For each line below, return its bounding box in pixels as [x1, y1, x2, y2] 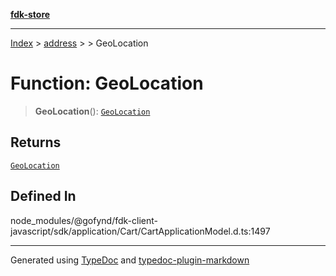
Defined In [10, 188, 77, 205]
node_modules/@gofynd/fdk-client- [10, 214, 158, 226]
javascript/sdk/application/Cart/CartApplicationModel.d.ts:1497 [10, 225, 271, 237]
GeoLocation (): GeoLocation [34, 105, 151, 117]
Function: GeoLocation [10, 72, 204, 95]
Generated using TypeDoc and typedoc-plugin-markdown [10, 254, 250, 266]
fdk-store [10, 9, 51, 20]
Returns [10, 134, 62, 151]
